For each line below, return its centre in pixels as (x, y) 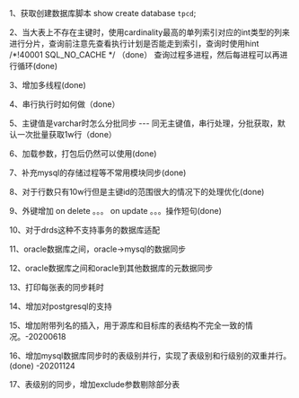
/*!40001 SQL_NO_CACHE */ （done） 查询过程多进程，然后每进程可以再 (145, 55)
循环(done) (37, 66)
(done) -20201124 (43, 366)
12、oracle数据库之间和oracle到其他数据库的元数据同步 (111, 268)
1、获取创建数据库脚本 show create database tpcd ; (103, 13)
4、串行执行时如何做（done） (65, 104)
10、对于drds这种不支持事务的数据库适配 (85, 230)
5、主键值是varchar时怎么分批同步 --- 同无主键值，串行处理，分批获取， (144, 123)
